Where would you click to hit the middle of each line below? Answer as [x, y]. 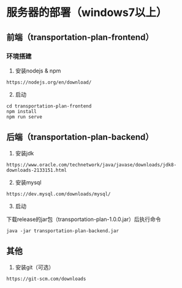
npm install [21, 111]
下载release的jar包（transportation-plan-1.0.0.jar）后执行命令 [84, 219]
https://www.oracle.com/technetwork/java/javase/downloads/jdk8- [91, 165]
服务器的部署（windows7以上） [87, 13]
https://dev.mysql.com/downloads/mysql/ [59, 194]
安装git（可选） [35, 267]
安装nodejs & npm [38, 71]
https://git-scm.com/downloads [46, 279]
